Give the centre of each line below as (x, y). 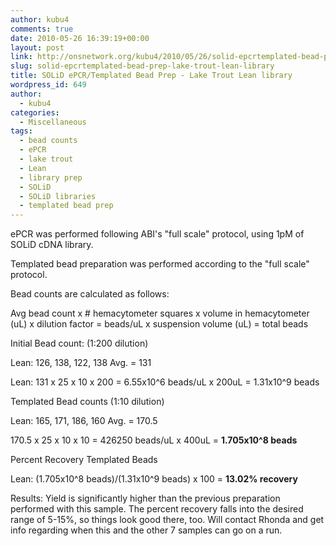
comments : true (42, 29)
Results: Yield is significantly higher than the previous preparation (145, 498)
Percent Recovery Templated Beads (84, 460)
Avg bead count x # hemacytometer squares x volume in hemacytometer (160, 313)
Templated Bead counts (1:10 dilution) (87, 402)
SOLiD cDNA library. (52, 245)
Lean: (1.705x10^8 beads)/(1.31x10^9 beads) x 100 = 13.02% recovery (154, 479)
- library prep (51, 177)
